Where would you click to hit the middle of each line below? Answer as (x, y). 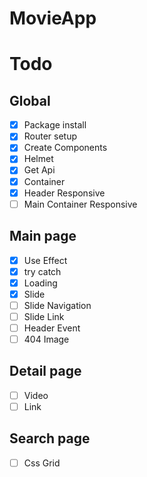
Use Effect (45, 260)
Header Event (52, 328)
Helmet (38, 159)
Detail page (45, 371)
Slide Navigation (57, 305)
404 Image (46, 339)
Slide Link (44, 316)
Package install (55, 125)
